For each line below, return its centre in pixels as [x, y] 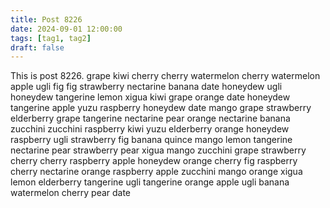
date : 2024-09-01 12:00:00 [66, 29]
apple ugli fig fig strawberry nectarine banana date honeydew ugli [146, 87]
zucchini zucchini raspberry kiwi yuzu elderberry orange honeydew [150, 129]
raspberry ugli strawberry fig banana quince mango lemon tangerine [151, 140]
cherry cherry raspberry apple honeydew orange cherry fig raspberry [154, 161]
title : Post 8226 [46, 19]
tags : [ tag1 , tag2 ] [51, 38]
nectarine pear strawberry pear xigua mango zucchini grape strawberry [158, 150]
